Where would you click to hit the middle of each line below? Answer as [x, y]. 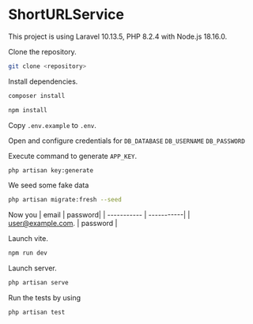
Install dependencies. [43, 81]
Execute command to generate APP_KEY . [73, 156]
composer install [37, 96]
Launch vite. [28, 239]
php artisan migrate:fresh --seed [65, 200]
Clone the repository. [42, 51]
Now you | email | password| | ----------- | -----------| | [99, 215]
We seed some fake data [49, 185]
